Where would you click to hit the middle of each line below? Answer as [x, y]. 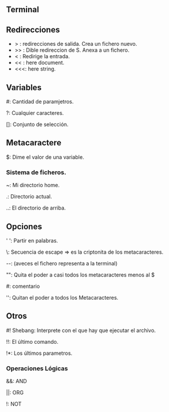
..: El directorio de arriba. [36, 208]
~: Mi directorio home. [33, 185]
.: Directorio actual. [29, 197]
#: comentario [23, 286]
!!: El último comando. [32, 341]
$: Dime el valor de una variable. [45, 157]
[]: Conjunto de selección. [37, 124]
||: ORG [15, 393]
